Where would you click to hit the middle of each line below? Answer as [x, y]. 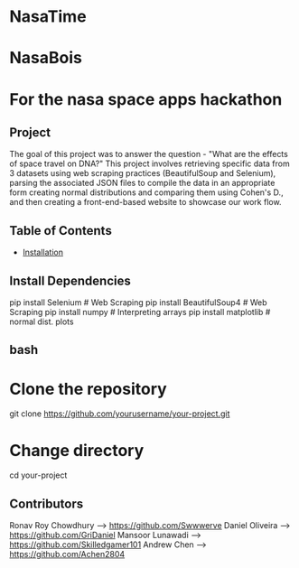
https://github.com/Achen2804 [67, 554]
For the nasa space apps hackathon [146, 99]
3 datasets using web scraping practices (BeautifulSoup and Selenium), [143, 173]
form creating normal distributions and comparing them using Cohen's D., [146, 192]
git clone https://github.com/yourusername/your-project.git [120, 414]
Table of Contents [61, 231]
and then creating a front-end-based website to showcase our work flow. [145, 202]
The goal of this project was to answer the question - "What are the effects [149, 154]
